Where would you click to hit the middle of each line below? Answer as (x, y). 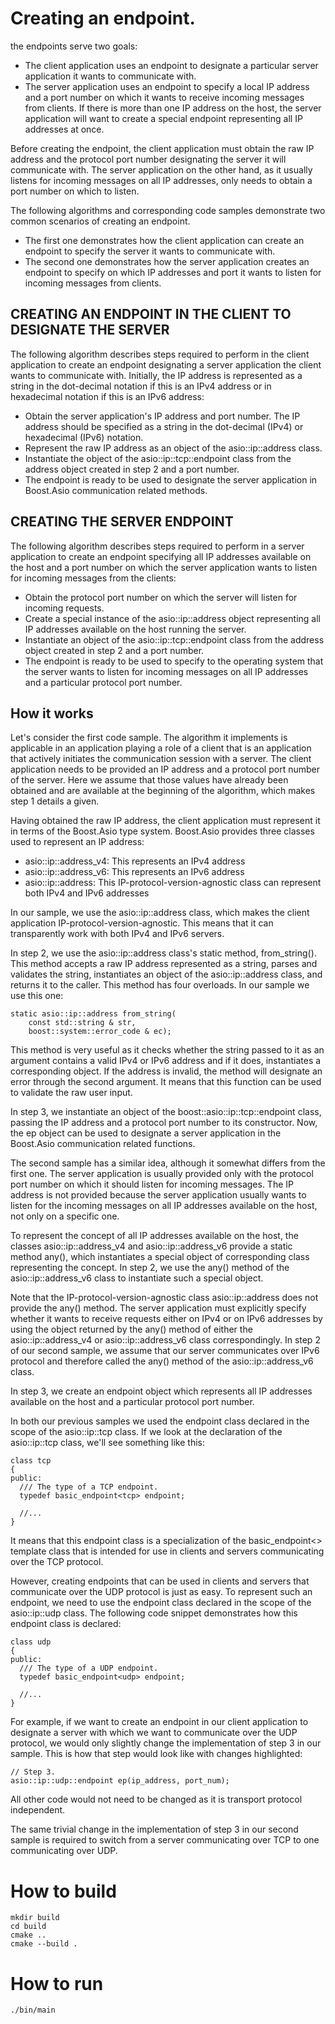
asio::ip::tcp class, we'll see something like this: (107, 1443)
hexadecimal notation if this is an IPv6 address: (107, 396)
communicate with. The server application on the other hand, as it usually (161, 169)
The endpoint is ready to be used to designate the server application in (171, 479)
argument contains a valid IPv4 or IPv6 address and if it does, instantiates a (166, 1061)
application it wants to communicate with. (110, 76)
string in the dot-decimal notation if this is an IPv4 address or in (141, 386)
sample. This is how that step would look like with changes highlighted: (156, 1754)
